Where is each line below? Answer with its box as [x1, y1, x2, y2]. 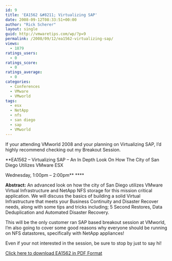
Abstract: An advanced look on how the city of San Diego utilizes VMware [5, 182, 163, 188]
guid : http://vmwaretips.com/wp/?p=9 [5, 31, 86, 36]
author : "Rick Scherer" [5, 22, 56, 27]
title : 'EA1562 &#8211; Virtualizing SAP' [5, 12, 98, 17]
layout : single [5, 27, 38, 32]
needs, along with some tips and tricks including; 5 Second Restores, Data [5, 203, 163, 210]
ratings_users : [5, 50, 38, 55]
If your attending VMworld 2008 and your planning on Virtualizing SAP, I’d [5, 141, 162, 147]
